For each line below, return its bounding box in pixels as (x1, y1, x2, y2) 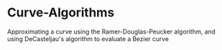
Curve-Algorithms (7, 5, 114, 21)
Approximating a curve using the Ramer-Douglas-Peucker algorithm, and (7, 27, 216, 36)
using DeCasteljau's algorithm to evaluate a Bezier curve (7, 34, 169, 42)
